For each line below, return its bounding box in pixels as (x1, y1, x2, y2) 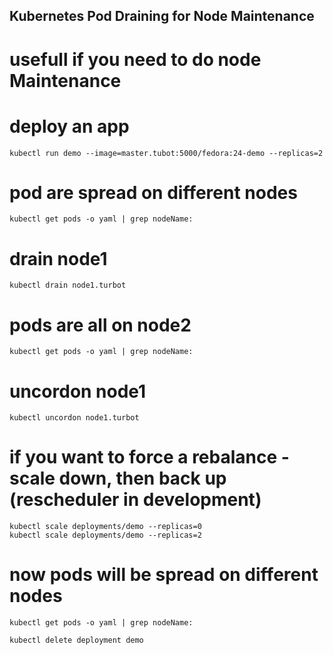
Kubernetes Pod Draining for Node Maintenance (9, 8, 315, 25)
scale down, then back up (9, 467, 227, 490)
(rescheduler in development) (9, 489, 262, 511)
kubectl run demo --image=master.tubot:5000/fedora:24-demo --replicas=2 (9, 148, 324, 158)
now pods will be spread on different (9, 564, 319, 586)
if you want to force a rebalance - (9, 446, 290, 469)
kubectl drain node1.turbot (9, 280, 127, 291)
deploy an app (9, 115, 130, 138)
